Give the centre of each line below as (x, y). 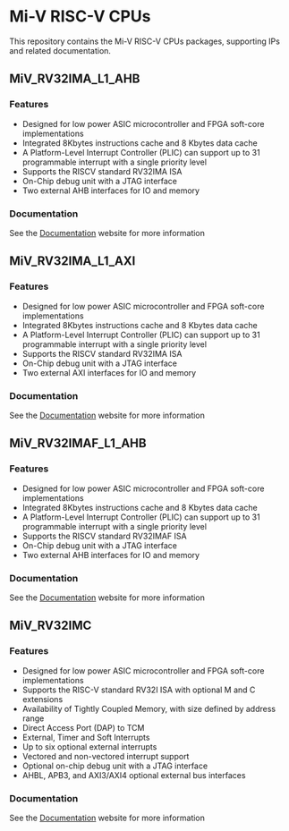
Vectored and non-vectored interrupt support (106, 756)
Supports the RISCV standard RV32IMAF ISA (104, 536)
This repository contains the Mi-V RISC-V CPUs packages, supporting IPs (144, 41)
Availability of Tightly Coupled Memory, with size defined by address (149, 708)
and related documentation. (60, 50)
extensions (42, 699)
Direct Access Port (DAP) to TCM (83, 727)
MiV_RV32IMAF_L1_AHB (78, 443)
